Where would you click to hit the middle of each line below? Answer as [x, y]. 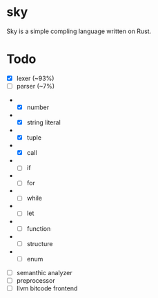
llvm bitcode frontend [47, 288]
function [39, 228]
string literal [44, 122]
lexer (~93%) [35, 78]
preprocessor [36, 280]
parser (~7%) [36, 86]
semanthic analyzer [45, 272]
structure [40, 243]
